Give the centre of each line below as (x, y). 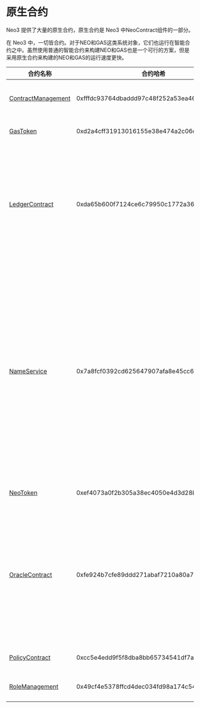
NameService (28, 371)
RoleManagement (34, 687)
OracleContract (31, 574)
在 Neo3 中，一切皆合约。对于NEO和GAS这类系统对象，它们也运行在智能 (96, 42)
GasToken (23, 131)
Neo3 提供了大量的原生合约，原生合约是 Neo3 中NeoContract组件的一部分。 (100, 30)
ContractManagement (40, 98)
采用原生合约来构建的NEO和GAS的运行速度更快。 (67, 57)
